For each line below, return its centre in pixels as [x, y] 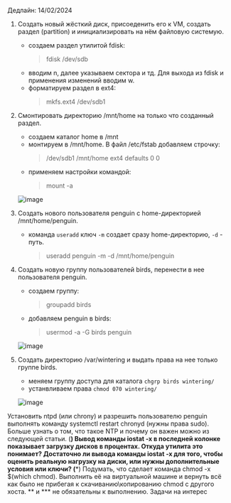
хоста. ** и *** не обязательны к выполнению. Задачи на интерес [107, 492]
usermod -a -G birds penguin [89, 332]
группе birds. [37, 367]
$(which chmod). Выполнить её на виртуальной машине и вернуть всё [114, 476]
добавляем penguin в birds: [70, 318]
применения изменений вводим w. [81, 80]
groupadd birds [69, 304]
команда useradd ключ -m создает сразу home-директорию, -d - [125, 234]
